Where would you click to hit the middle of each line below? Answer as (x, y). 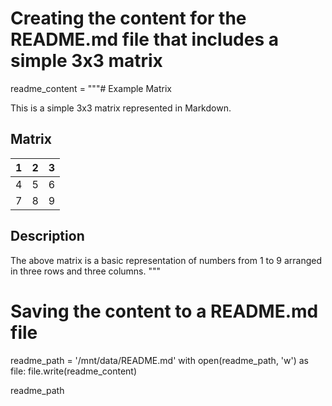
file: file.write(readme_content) (74, 371)
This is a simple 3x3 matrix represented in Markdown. (121, 108)
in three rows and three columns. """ (86, 271)
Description (47, 236)
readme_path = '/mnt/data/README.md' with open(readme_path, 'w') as (160, 360)
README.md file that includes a (144, 39)
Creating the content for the (128, 18)
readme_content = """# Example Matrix (91, 88)
